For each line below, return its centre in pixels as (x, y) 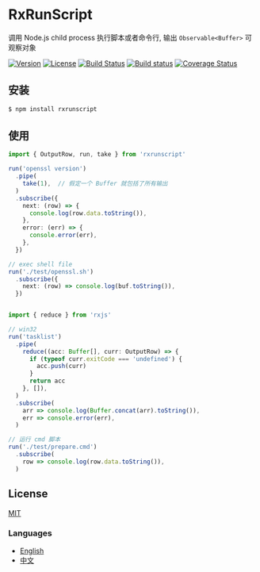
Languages (31, 533)
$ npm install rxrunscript (53, 109)
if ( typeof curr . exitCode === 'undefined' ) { (105, 359)
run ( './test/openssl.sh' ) (51, 271)
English (32, 551)
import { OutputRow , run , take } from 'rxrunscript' (97, 155)
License (28, 494)
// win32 (23, 330)
